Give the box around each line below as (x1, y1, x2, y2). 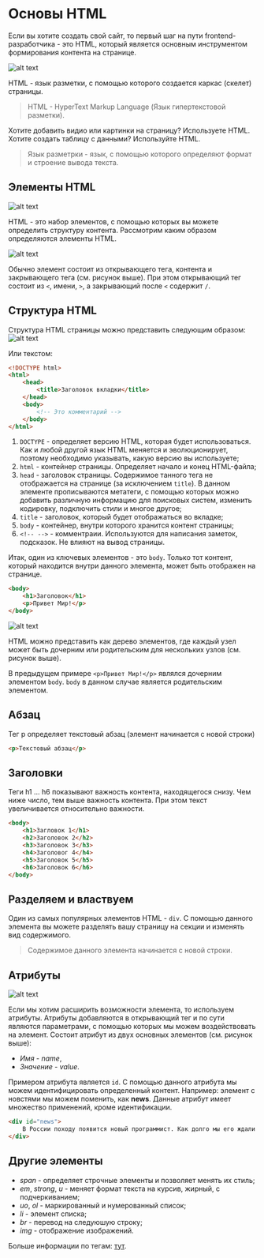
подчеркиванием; (19, 1192, 80, 1201)
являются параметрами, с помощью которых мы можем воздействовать (8, 1022, 256, 1031)
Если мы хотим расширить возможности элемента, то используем (8, 1005, 235, 1015)
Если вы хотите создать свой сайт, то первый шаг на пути (8, 31, 203, 40)
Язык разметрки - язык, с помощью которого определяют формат (27, 149, 252, 159)
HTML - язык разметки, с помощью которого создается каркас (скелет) (8, 78, 252, 88)
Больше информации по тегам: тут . (8, 1241, 127, 1250)
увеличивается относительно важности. (8, 804, 145, 813)
